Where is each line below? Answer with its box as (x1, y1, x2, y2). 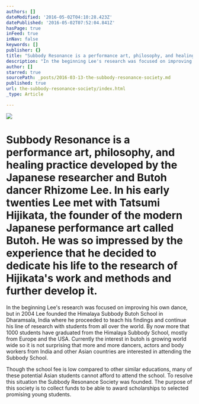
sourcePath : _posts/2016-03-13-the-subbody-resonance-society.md (6, 75, 171, 81)
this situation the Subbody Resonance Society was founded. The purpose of (6, 378, 192, 385)
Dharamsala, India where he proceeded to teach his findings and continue (6, 316, 187, 323)
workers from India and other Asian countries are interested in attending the (6, 348, 191, 355)
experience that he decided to (6, 246, 157, 259)
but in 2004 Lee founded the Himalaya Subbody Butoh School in (6, 310, 163, 317)
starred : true (6, 69, 41, 75)
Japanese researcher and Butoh (6, 171, 168, 184)
